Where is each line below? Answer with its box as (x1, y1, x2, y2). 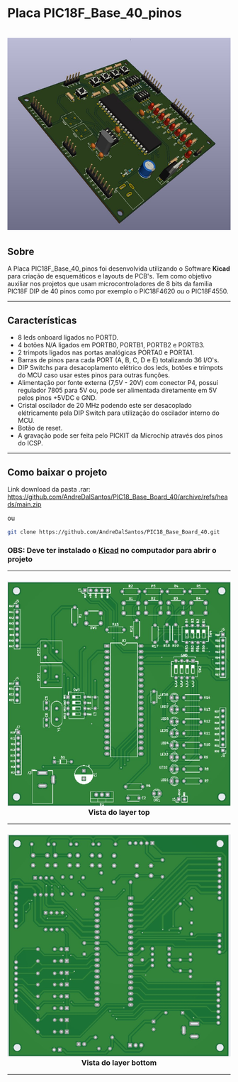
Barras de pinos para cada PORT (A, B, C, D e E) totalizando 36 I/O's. (17, 356, 220, 364)
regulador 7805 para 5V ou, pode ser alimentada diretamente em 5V (17, 386, 217, 395)
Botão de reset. (17, 424, 63, 433)
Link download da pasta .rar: (7, 485, 91, 494)
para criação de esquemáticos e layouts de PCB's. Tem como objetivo (7, 272, 212, 281)
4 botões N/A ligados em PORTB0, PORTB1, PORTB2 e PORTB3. (17, 341, 205, 350)
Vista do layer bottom (81, 1057, 157, 1067)
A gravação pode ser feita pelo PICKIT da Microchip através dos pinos (17, 431, 223, 440)
